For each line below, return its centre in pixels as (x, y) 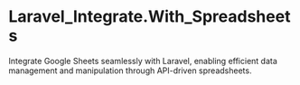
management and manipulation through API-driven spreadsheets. (130, 71)
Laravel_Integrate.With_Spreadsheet (150, 17)
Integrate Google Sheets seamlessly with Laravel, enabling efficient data (143, 61)
